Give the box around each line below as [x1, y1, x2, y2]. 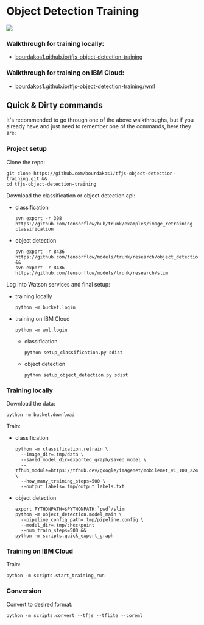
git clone [6, 170, 32, 177]
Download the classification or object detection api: [6, 191, 136, 199]
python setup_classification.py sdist [24, 349, 123, 356]
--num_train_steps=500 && [21, 527, 86, 533]
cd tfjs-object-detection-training [6, 181, 97, 187]
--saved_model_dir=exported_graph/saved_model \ [21, 456, 147, 462]
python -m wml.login [15, 327, 68, 333]
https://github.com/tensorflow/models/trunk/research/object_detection [15, 254, 201, 260]
